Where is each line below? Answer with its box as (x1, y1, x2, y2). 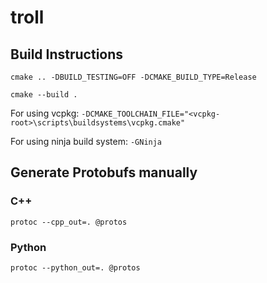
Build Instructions (10, 46, 124, 63)
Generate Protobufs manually (10, 164, 198, 181)
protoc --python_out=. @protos (10, 262, 141, 273)
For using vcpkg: (10, 107, 80, 119)
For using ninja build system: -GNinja (10, 136, 163, 147)
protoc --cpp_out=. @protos (10, 217, 128, 227)
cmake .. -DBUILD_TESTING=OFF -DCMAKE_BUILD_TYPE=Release (10, 72, 257, 82)
